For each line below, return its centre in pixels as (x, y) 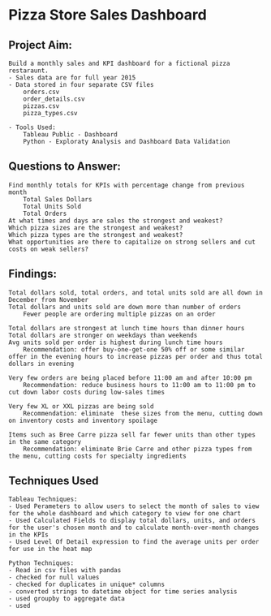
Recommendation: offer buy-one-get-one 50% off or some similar (134, 349)
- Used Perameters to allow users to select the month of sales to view (134, 506)
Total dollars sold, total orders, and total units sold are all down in (136, 293)
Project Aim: (41, 45)
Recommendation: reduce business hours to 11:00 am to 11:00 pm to (139, 385)
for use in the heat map (50, 549)
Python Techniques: (41, 563)
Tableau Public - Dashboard (70, 135)
